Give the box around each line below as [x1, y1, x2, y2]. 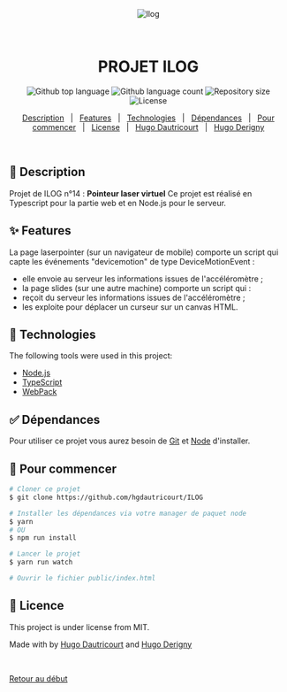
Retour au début [9, 673, 68, 684]
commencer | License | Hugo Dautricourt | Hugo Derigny [32, 121, 265, 132]
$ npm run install [9, 534, 77, 542]
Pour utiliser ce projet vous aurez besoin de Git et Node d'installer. [9, 435, 251, 446]
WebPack [21, 387, 57, 397]
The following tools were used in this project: [9, 350, 173, 361]
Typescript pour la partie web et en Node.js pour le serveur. [9, 197, 227, 208]
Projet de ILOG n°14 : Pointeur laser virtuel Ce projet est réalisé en [9, 188, 253, 198]
